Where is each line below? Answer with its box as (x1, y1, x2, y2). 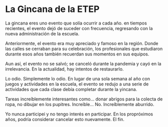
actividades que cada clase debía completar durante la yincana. (5, 86, 137, 92)
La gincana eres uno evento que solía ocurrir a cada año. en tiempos (5, 20, 147, 26)
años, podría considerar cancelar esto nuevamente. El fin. (5, 116, 124, 122)
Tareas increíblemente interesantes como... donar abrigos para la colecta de (5, 96, 163, 102)
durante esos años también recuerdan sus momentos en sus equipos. (5, 51, 149, 57)
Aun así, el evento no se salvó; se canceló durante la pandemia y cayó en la (5, 60, 161, 66)
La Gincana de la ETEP (5, 3, 100, 15)
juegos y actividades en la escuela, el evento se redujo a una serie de (5, 81, 149, 87)
